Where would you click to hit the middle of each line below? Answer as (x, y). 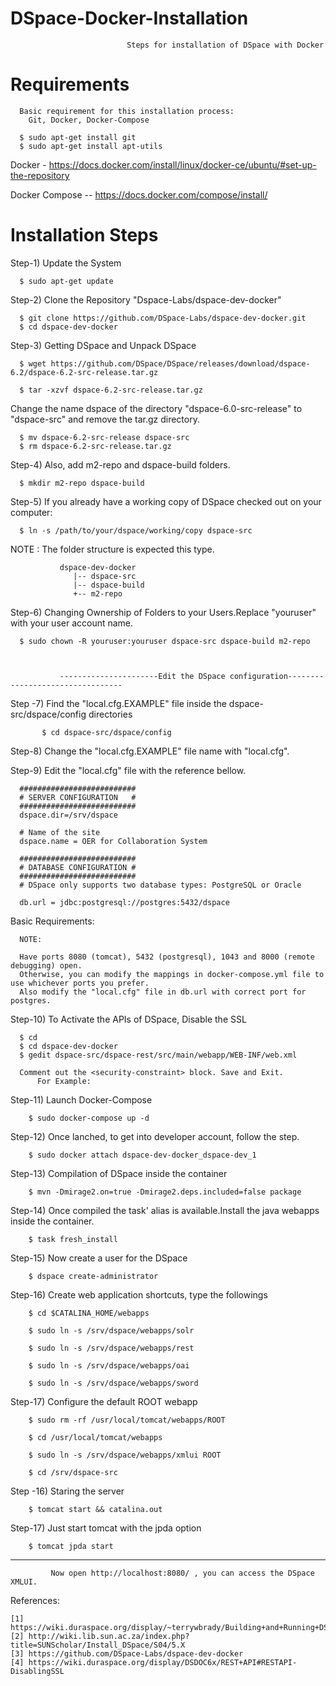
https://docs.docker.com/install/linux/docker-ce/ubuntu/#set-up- (182, 164)
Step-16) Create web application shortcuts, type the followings (139, 1294)
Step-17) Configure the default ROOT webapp (104, 1401)
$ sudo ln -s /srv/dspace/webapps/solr (111, 1330)
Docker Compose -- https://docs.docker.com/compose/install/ (139, 194)
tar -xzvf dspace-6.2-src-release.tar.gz (115, 390)
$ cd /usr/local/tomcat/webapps (95, 1437)
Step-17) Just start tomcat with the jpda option (106, 1528)
